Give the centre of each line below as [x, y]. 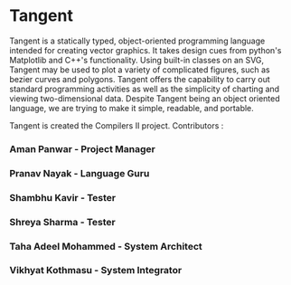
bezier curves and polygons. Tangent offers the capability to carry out [140, 79]
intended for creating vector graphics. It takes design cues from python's [145, 50]
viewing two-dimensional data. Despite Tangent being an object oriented [145, 98]
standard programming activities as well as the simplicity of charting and [145, 89]
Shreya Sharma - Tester [62, 222]
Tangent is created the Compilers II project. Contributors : [117, 125]
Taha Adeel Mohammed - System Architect [106, 246]
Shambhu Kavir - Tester [62, 197]
